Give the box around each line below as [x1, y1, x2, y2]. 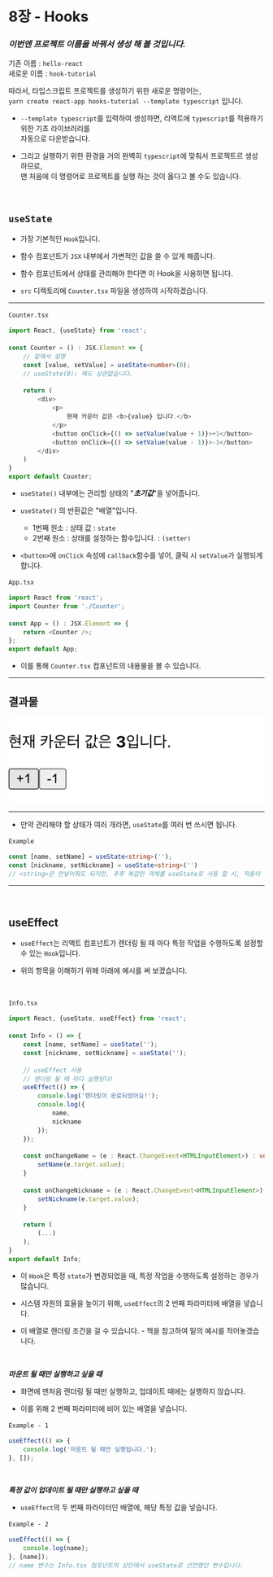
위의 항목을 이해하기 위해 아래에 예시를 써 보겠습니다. [19, 966, 188, 975]
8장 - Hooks [8, 7, 89, 26]
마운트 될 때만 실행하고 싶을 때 [8, 1369, 103, 1378]
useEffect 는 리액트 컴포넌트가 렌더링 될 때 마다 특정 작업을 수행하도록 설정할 [19, 938, 264, 948]
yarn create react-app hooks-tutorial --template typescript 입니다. [8, 96, 244, 106]
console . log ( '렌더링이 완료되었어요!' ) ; [37, 1092, 159, 1100]
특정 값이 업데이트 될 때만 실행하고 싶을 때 [8, 1485, 139, 1495]
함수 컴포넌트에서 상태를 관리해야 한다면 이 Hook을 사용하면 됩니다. [19, 269, 233, 278]
